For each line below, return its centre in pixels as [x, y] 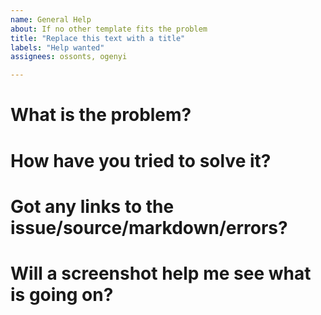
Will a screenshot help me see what [161, 273]
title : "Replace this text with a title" [98, 38]
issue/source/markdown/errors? [149, 227]
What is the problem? [101, 115]
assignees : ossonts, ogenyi [69, 57]
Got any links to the [92, 206]
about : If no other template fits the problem [109, 29]
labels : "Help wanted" [57, 47]
